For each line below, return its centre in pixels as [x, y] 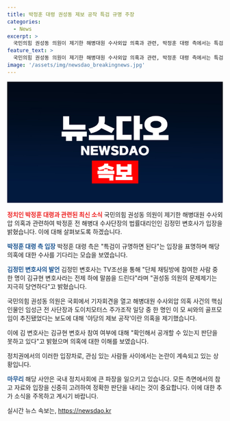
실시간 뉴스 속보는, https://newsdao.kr [59, 411]
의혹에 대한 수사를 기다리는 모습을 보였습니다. [67, 255]
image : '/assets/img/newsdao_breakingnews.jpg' [76, 65]
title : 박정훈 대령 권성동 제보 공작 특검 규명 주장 [71, 14]
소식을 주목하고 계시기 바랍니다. [56, 396]
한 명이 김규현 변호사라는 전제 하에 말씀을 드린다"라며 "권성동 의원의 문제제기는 [112, 278]
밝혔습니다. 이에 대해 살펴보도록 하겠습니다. [65, 232]
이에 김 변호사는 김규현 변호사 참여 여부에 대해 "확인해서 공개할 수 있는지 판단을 [112, 333]
